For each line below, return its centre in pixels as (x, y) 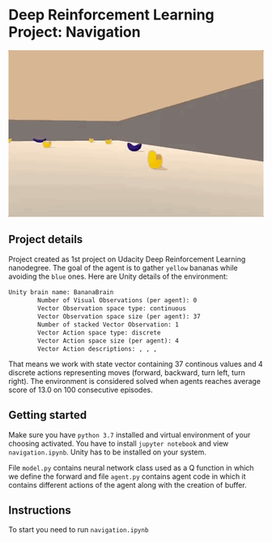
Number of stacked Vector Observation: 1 (108, 324)
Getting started (48, 415)
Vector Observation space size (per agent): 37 (119, 316)
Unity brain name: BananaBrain (61, 292)
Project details (46, 239)
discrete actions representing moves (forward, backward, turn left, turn (127, 372)
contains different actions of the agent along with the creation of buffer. (127, 484)
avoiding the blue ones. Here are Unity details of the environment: (118, 276)
